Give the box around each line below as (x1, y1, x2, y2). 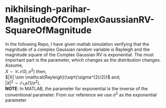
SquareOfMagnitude (5, 25, 92, 36)
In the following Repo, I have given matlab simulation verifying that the (5, 41, 150, 47)
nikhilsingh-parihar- (5, 3, 91, 15)
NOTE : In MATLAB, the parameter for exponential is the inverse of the (5, 86, 148, 92)
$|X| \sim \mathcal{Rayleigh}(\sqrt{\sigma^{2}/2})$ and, (5, 74, 121, 80)
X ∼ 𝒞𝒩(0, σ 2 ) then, (5, 67, 47, 74)
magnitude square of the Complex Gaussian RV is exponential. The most (5, 51, 154, 58)
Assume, (5, 62, 23, 68)
